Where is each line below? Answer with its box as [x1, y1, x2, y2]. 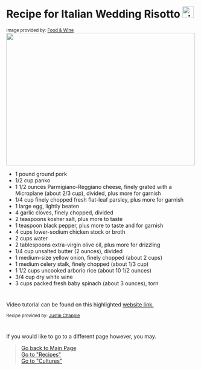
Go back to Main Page [21, 345, 77, 352]
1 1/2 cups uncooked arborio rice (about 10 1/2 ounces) [14, 266, 152, 274]
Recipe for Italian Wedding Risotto [6, 7, 180, 21]
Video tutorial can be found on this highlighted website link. [6, 301, 154, 308]
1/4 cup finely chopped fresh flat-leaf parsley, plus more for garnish [14, 196, 184, 203]
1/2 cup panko [14, 176, 51, 184]
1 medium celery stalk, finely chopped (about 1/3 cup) [14, 260, 149, 268]
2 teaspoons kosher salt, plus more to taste [14, 215, 123, 222]
